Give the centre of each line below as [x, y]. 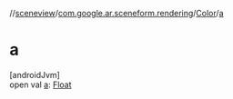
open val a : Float [41, 84]
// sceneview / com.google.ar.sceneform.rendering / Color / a [116, 13]
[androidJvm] [35, 74]
